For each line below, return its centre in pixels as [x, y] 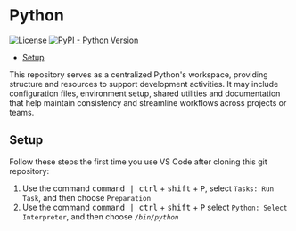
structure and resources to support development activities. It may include [144, 84]
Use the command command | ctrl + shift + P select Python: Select [155, 207]
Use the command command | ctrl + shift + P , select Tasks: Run [148, 188]
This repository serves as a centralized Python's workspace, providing [139, 74]
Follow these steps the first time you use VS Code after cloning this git [138, 162]
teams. [22, 112]
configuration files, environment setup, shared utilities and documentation [145, 93]
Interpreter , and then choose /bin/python [100, 216]
